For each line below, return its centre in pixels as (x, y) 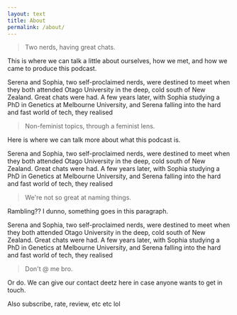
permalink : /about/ (36, 27)
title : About (27, 21)
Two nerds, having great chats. (70, 48)
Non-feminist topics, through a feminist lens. (90, 126)
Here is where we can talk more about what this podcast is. (94, 140)
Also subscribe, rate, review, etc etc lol (64, 304)
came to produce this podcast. (52, 69)
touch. (17, 290)
